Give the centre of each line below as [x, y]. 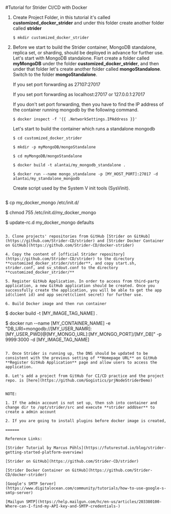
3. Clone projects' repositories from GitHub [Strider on [69, 236]
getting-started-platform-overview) [44, 452]
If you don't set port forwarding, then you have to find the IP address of [88, 104]
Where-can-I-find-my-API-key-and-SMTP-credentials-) [63, 506]
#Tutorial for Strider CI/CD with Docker [46, 7]
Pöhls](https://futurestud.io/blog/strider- [118, 448]
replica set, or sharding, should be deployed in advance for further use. [88, 53]
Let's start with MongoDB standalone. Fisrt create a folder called [81, 58]
